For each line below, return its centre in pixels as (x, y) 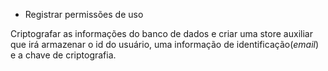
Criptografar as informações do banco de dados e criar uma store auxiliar (161, 33)
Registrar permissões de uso (84, 14)
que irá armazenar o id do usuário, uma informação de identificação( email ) (165, 44)
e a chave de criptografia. (63, 55)
